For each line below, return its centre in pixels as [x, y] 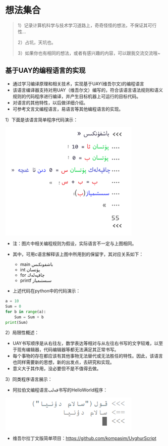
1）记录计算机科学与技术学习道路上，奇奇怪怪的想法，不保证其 [82, 25]
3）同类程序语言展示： [29, 379]
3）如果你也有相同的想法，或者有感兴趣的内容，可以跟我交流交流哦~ [89, 53]
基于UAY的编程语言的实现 [45, 70]
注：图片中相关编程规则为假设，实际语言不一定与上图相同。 [74, 243]
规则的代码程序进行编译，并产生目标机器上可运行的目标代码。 [77, 96]
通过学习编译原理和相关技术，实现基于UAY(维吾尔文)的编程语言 [78, 83]
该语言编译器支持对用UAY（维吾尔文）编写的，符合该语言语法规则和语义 [88, 90]
